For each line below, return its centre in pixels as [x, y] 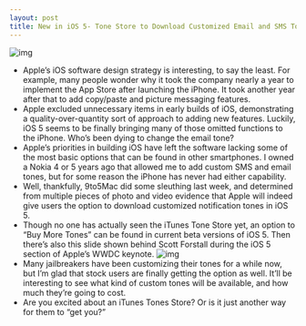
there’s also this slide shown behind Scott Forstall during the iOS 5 [147, 244]
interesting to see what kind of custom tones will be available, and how [155, 282]
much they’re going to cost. [74, 292]
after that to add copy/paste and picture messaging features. [137, 99]
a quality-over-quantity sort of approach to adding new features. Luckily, [159, 118]
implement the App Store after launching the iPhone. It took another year [159, 89]
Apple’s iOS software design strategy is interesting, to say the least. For [156, 70]
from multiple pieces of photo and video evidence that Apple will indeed [158, 196]
